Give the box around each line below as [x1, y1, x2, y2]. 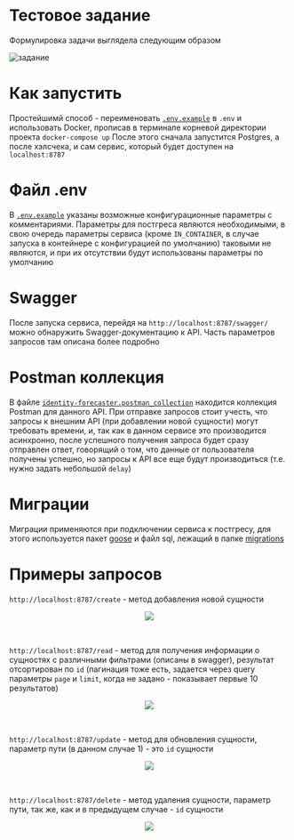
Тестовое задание [9, 5, 151, 26]
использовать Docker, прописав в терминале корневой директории [9, 122, 266, 133]
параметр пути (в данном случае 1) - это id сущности [9, 743, 214, 754]
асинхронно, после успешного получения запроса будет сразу [9, 434, 250, 445]
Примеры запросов [9, 564, 163, 584]
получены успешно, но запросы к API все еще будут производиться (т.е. [9, 453, 286, 464]
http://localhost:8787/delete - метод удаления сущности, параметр [9, 794, 271, 805]
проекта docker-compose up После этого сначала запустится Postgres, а [9, 131, 280, 142]
